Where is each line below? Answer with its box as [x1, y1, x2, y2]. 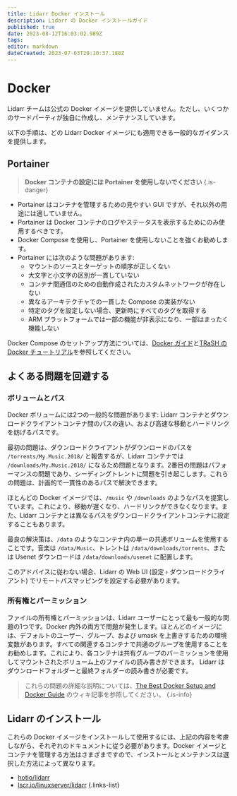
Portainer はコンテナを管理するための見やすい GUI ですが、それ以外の [17, 200, 221, 208]
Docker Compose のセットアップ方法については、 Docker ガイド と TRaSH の [7, 338, 228, 347]
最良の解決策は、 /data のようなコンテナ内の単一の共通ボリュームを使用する [7, 535, 229, 544]
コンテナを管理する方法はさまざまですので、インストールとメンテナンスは [7, 750, 224, 759]
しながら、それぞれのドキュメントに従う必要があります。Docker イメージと [7, 742, 227, 750]
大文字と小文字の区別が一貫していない [28, 271, 140, 279]
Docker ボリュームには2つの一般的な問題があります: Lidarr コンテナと [7, 410, 210, 419]
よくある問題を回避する [7, 370, 109, 382]
